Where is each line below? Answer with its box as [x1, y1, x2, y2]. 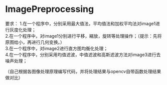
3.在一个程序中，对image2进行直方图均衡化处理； [5, 45, 108, 51]
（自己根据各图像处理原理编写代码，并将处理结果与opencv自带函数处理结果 [5, 68, 161, 74]
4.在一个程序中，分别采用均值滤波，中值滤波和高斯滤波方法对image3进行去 [5, 51, 161, 58]
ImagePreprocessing [5, 3, 94, 15]
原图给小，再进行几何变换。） [5, 39, 65, 45]
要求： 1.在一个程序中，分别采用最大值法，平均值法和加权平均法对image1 [5, 20, 156, 26]
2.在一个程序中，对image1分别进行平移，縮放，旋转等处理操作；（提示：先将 [5, 33, 162, 39]
